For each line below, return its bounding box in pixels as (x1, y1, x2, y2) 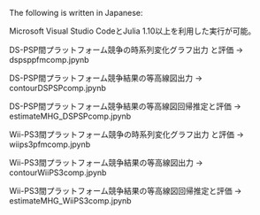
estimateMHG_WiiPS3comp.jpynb (9, 196, 132, 206)
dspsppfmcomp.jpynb (9, 55, 90, 65)
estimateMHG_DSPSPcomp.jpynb (9, 111, 132, 121)
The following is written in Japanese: (9, 8, 143, 18)
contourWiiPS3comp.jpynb (9, 167, 107, 178)
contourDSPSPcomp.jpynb (9, 83, 106, 93)
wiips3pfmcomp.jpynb (9, 139, 91, 150)
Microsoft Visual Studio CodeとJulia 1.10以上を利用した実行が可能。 (9, 26, 256, 36)
